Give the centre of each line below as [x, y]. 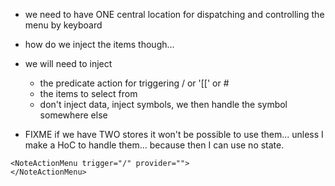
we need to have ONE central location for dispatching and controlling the [174, 14]
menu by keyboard [63, 25]
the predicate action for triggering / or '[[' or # [134, 83]
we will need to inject [68, 63]
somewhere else [73, 115]
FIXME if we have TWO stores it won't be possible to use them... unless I [174, 134]
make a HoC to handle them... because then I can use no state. [154, 145]
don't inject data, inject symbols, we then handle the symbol [163, 104]
